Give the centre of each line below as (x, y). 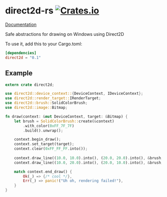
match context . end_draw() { (43, 172)
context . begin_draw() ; (38, 140)
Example (19, 73)
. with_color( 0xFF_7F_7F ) (49, 126)
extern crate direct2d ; (30, 85)
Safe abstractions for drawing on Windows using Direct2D (65, 34)
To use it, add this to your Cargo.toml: (44, 44)
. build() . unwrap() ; (43, 130)
